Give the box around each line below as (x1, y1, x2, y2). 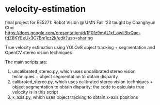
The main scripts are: (5, 59, 48, 65)
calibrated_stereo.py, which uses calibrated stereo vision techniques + (12, 79, 153, 85)
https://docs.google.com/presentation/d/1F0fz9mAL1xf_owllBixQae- (5, 30, 141, 35)
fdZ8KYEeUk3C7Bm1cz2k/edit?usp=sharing (5, 35, 93, 41)
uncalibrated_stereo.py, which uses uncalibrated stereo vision (12, 68, 136, 74)
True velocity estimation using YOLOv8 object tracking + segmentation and (5, 44, 155, 50)
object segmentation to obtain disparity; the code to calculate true (12, 84, 144, 89)
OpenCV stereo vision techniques (5, 50, 72, 55)
